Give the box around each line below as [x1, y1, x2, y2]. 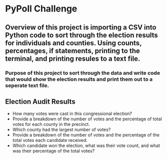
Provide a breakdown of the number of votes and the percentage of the [12, 132, 160, 138]
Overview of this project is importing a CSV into [5, 23, 156, 32]
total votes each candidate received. [12, 137, 88, 143]
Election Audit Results [5, 97, 76, 106]
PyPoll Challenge [5, 3, 77, 15]
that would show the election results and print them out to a [5, 76, 153, 83]
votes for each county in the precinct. [12, 121, 90, 127]
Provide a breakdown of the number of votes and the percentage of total [12, 116, 162, 122]
